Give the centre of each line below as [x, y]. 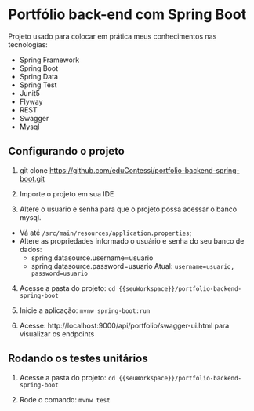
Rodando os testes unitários [78, 359]
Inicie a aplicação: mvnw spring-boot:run [85, 310]
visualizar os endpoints [57, 334]
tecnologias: [28, 44]
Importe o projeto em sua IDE [67, 193]
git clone [34, 170]
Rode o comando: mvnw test [65, 399]
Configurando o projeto [67, 151]
